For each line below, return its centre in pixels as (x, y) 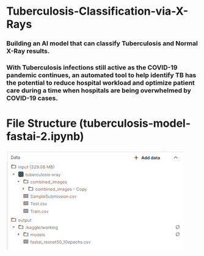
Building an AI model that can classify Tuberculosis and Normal (102, 43)
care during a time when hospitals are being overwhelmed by (99, 91)
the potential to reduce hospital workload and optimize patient (101, 83)
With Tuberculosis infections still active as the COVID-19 (92, 67)
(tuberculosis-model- (135, 123)
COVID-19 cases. (32, 98)
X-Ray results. (28, 51)
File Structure (42, 123)
